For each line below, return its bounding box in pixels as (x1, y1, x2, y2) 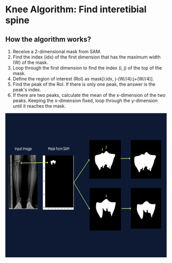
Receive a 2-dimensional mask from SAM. (12, 49, 101, 54)
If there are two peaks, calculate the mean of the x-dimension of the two (12, 92, 166, 98)
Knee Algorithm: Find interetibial (5, 4, 147, 15)
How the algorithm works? (5, 35, 91, 44)
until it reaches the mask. (12, 103, 66, 109)
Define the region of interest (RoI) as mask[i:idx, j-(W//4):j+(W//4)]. (12, 76, 155, 82)
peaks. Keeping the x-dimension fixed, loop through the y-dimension (12, 97, 158, 104)
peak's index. (12, 87, 41, 93)
